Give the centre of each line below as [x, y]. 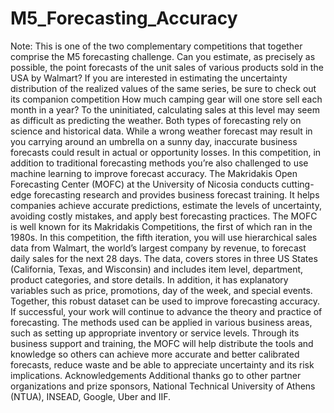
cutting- [298, 184]
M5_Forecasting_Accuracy [124, 18]
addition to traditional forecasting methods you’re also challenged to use [159, 163]
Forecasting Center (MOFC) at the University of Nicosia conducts [145, 184]
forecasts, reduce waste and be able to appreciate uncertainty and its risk [162, 364]
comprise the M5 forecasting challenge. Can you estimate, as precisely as [163, 56]
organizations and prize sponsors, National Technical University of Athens [163, 386]
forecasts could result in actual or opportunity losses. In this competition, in [166, 152]
